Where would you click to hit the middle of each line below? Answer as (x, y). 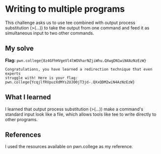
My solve (19, 48)
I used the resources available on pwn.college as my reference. (69, 147)
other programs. (22, 119)
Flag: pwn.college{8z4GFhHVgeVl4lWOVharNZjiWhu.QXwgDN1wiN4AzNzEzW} (76, 60)
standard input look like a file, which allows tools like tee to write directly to (81, 114)
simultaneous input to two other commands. (50, 33)
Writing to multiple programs (65, 9)
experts (13, 74)
